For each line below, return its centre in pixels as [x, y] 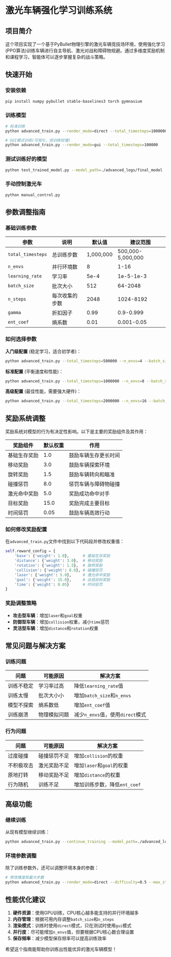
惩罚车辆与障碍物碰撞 [95, 484]
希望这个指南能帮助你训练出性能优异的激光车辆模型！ [61, 949]
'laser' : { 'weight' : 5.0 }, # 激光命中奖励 [62, 575]
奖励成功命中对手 [90, 494]
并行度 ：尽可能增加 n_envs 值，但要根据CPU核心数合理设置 [73, 932]
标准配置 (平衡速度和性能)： [34, 371]
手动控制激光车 [24, 184]
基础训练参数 [21, 228]
